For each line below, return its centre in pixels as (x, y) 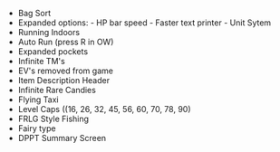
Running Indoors (48, 32)
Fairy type (37, 128)
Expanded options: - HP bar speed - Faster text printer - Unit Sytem (145, 23)
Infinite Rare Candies (57, 90)
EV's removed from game (65, 71)
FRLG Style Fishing (53, 119)
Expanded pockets (53, 52)
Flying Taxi (38, 100)
